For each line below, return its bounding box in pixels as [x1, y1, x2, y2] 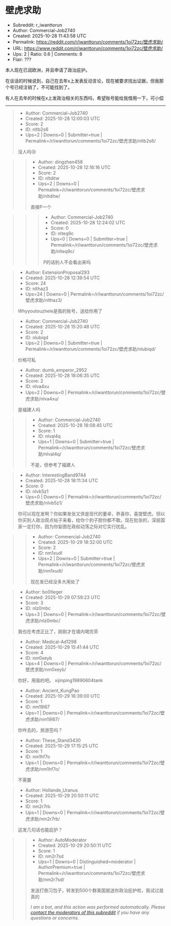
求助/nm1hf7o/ [30, 766, 60, 772]
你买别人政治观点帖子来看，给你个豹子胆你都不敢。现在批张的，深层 [17, 517, 161, 523]
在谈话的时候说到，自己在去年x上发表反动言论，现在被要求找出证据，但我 [5, 78, 159, 84]
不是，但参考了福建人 [30, 462, 75, 468]
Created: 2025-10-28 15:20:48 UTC [25, 323, 100, 329]
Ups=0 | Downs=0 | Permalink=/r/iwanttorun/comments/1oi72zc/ [25, 493, 162, 500]
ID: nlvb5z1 [25, 488, 49, 494]
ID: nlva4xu [25, 383, 49, 389]
